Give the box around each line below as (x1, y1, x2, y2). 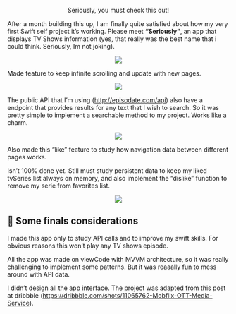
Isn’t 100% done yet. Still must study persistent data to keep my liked (7, 167, 208, 175)
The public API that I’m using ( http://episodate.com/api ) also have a (7, 96, 203, 104)
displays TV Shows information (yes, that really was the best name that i (7, 35, 217, 43)
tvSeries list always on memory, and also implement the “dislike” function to (7, 174, 228, 182)
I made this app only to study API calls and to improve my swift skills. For (7, 234, 218, 242)
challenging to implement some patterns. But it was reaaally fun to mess (7, 262, 217, 271)
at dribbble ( (7, 291, 44, 299)
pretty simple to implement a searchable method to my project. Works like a (7, 111, 227, 119)
